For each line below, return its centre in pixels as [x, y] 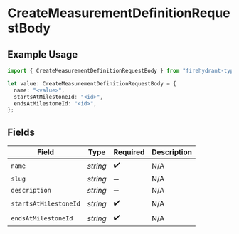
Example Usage [43, 54]
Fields [21, 132]
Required [129, 152]
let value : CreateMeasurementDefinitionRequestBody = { [92, 83]
